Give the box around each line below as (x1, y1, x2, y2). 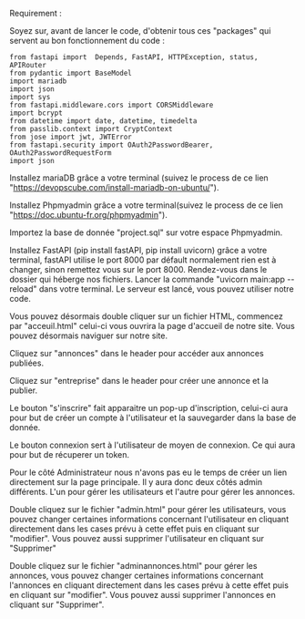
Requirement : (9, 8, 62, 18)
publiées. (9, 357, 44, 368)
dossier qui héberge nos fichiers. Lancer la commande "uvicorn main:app (9, 273, 285, 284)
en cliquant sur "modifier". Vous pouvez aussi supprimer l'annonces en (9, 590, 276, 600)
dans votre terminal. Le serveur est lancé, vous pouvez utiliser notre (39, 284, 294, 294)
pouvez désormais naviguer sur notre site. (9, 330, 168, 341)
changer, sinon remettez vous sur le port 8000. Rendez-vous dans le (9, 264, 268, 274)
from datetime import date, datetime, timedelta (9, 117, 198, 126)
